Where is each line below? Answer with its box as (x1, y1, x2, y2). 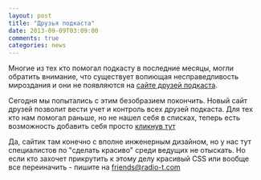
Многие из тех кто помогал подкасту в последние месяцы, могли (8, 63, 234, 73)
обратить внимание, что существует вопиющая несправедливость (8, 72, 239, 82)
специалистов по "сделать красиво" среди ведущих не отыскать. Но (8, 146, 247, 155)
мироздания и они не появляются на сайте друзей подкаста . (8, 81, 218, 90)
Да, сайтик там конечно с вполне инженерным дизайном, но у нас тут (8, 137, 251, 146)
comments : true (8, 34, 59, 42)
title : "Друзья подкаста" (8, 19, 95, 27)
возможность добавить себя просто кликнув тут (8, 122, 176, 131)
